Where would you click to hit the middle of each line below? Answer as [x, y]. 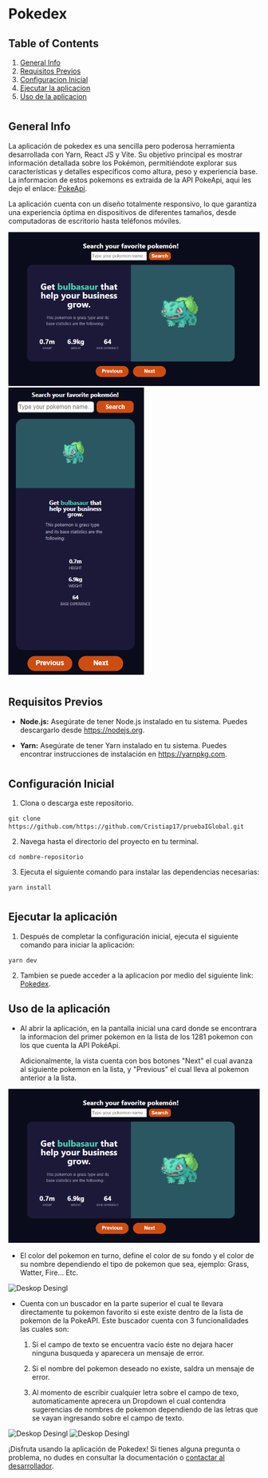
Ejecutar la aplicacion [55, 88]
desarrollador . [31, 1466]
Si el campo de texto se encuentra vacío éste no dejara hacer [132, 1345]
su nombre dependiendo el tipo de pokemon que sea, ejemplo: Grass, [134, 1265]
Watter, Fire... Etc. [49, 1273]
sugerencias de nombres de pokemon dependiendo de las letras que [145, 1410]
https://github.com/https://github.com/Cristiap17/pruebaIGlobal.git [126, 827]
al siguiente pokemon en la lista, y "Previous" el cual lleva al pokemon [134, 1069]
